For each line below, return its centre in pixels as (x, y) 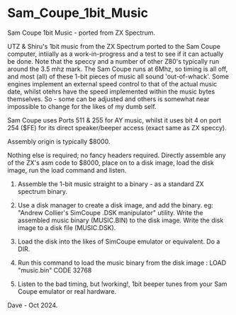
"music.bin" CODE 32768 (55, 270)
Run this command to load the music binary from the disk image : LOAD (122, 263)
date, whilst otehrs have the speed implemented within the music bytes (111, 91)
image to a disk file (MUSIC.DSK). (67, 227)
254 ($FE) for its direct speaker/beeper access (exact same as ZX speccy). (117, 127)
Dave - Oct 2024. (33, 305)
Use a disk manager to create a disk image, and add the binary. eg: (116, 205)
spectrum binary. (43, 191)
